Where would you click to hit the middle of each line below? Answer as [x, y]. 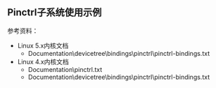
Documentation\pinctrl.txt [65, 69]
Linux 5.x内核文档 [43, 45]
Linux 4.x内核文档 [43, 61]
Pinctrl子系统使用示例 [55, 13]
